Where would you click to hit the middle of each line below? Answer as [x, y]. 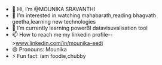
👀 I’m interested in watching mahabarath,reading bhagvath [84, 15]
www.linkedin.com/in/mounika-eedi [59, 43]
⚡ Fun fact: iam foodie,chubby [49, 56]
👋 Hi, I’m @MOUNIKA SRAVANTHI [54, 9]
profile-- [102, 35]
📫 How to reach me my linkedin [51, 35]
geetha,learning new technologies [54, 22]
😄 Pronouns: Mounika [39, 49]
